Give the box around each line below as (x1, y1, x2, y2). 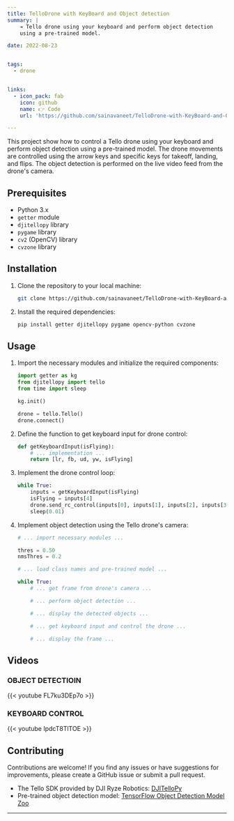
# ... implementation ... (30, 449, 106, 457)
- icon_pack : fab (13, 92, 64, 100)
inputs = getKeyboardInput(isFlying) (30, 489, 140, 496)
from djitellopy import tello (17, 379, 106, 386)
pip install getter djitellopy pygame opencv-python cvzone (17, 321, 196, 328)
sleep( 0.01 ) (30, 508, 65, 515)
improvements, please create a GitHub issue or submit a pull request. (7, 771, 205, 779)
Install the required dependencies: (17, 308, 116, 316)
